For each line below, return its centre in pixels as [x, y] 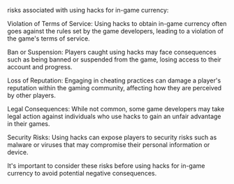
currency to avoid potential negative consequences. [82, 173]
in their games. [29, 124]
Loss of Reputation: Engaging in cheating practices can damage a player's [114, 80]
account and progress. [40, 67]
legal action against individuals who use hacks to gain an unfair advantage [114, 116]
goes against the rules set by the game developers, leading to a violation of [115, 31]
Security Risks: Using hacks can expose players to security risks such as [112, 137]
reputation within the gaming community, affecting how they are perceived [115, 88]
